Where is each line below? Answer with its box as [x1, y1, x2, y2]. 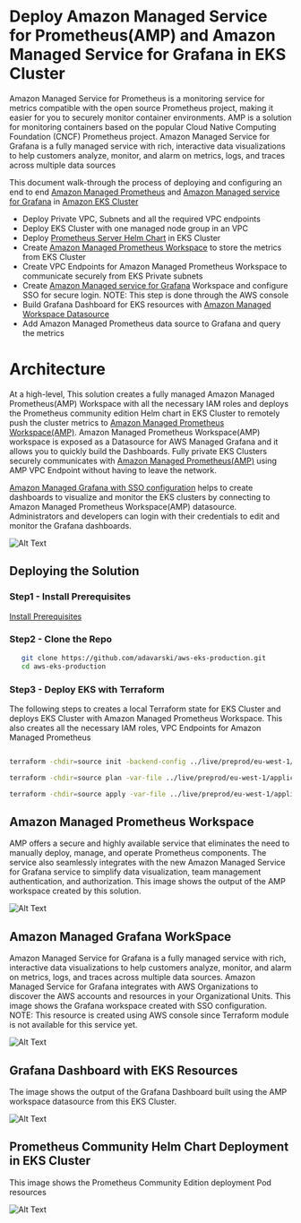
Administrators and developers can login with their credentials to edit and [9, 511, 280, 521]
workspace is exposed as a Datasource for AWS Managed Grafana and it [9, 436, 279, 447]
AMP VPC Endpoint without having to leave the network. [9, 464, 218, 476]
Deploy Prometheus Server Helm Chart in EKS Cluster [21, 232, 221, 243]
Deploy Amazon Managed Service [9, 6, 268, 27]
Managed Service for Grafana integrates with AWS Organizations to [9, 981, 259, 992]
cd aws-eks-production [21, 661, 106, 671]
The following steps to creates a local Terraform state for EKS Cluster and [9, 703, 281, 714]
